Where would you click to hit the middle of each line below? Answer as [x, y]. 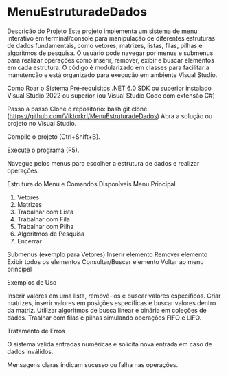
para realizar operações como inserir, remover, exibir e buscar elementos [111, 60]
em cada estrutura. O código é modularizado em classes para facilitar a [108, 67]
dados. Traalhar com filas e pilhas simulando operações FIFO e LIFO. [104, 318]
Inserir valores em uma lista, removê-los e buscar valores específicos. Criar [114, 296]
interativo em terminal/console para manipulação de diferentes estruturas [111, 38]
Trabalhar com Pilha [45, 226]
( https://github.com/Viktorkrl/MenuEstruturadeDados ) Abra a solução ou [110, 116]
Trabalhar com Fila [43, 219]
